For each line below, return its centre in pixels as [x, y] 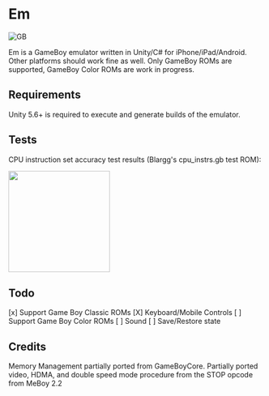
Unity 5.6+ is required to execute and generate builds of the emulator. [124, 114]
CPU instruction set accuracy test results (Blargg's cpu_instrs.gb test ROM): [135, 160]
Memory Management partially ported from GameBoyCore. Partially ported [133, 366]
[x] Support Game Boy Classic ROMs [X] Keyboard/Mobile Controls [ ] [125, 313]
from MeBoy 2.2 [35, 383]
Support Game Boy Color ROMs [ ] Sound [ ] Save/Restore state [115, 321]
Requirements [45, 95]
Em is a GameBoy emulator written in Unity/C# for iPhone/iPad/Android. [128, 52]
